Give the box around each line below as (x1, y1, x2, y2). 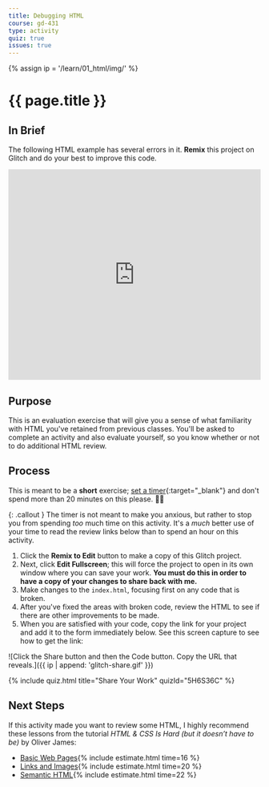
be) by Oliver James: (8, 737, 77, 747)
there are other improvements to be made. (19, 611, 160, 620)
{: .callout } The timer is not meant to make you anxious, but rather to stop (8, 509, 252, 519)
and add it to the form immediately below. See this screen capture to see (19, 627, 260, 637)
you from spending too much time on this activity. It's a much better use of (8, 518, 255, 528)
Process (8, 464, 50, 478)
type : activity (8, 26, 59, 34)
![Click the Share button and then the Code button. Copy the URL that (8, 651, 238, 661)
